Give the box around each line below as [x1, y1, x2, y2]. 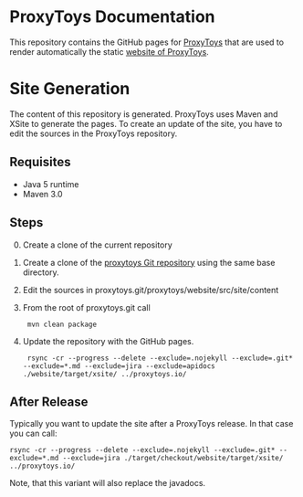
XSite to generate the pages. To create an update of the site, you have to [9, 118, 283, 129]
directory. [22, 267, 59, 278]
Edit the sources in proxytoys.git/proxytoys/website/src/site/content [22, 284, 279, 295]
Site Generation [9, 79, 131, 100]
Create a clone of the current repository [22, 239, 173, 250]
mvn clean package [26, 320, 98, 329]
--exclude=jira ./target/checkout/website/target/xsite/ [62, 454, 284, 463]
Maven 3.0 [22, 188, 63, 199]
